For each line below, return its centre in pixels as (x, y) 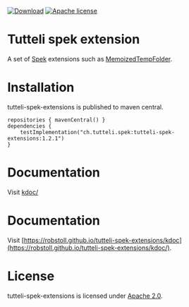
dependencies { (30, 126)
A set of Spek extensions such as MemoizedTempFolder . (90, 59)
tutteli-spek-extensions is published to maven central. (85, 107)
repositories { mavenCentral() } (56, 120)
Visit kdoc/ (23, 192)
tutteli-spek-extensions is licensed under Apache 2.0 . (85, 296)
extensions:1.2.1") (36, 138)
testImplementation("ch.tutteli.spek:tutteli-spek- (97, 132)
